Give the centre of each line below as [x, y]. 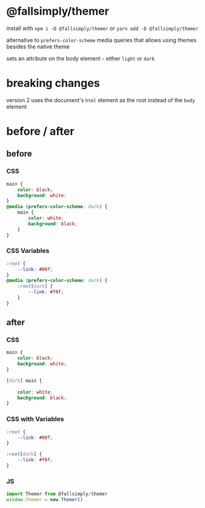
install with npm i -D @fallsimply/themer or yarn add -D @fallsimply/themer [103, 28]
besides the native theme [38, 47]
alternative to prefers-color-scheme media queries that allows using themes [102, 40]
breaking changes [53, 83]
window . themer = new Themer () [45, 500]
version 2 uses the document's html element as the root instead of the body [101, 100]
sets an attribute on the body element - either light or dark [81, 58]
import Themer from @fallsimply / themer [57, 494]
